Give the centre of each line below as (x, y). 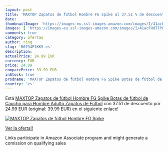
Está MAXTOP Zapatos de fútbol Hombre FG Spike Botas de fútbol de (77, 98)
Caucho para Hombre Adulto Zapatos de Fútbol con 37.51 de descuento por (83, 103)
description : (19, 51)
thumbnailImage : (22, 24)
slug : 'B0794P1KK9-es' (29, 47)
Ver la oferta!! (19, 128)
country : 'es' (20, 84)
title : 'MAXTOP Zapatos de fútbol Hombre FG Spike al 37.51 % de (74, 14)
